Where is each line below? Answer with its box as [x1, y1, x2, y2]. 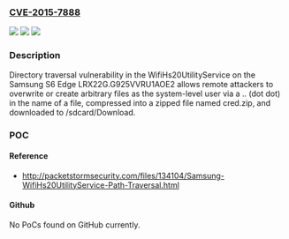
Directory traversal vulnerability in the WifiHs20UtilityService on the [9, 69, 256, 80]
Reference [9, 151, 49, 161]
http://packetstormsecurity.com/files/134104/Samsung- [21, 170, 225, 181]
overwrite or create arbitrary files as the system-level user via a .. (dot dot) [9, 88, 281, 99]
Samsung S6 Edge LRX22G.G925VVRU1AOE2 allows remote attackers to [9, 78, 274, 89]
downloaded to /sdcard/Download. [9, 107, 136, 117]
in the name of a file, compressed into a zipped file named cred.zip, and [9, 97, 271, 108]
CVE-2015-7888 [9, 6, 81, 19]
